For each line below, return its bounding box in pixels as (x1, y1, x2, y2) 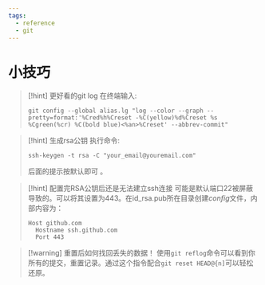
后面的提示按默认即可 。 (27, 166, 108, 176)
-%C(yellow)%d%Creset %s (135, 114, 218, 122)
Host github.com (27, 220, 82, 228)
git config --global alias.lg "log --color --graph (27, 107, 204, 115)
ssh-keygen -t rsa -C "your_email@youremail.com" (27, 152, 197, 160)
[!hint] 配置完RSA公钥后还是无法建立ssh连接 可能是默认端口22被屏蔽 (27, 184, 254, 193)
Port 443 (35, 233, 65, 241)
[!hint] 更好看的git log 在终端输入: (27, 91, 137, 100)
